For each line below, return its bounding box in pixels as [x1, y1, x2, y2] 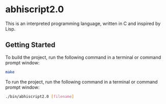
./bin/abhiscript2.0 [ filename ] [5, 94, 74, 99]
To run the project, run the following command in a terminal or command [5, 79, 158, 85]
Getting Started [5, 41, 56, 49]
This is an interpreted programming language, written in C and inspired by [5, 20, 161, 27]
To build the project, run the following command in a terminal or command [5, 54, 161, 60]
